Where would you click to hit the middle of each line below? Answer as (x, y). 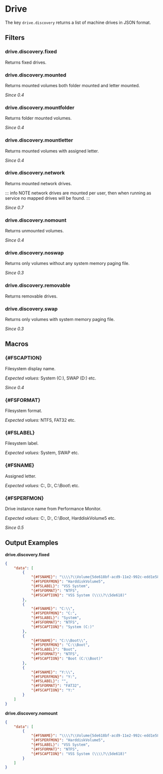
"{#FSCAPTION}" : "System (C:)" (63, 627)
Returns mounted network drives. (38, 183)
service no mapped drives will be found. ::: (48, 198)
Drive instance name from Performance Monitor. (53, 509)
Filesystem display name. (30, 368)
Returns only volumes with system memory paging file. (60, 319)
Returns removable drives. (31, 296)
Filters (15, 38)
